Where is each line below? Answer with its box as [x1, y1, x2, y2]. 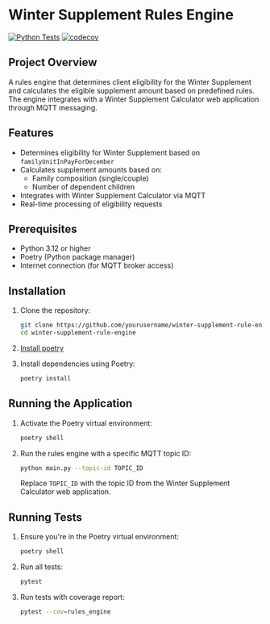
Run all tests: [19, 562, 63, 572]
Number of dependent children [31, 181, 135, 191]
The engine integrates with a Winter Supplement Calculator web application [8, 94, 260, 104]
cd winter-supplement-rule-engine [19, 329, 136, 337]
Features [8, 127, 54, 140]
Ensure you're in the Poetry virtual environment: [19, 532, 180, 542]
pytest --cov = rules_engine [19, 607, 111, 616]
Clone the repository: [19, 306, 91, 315]
